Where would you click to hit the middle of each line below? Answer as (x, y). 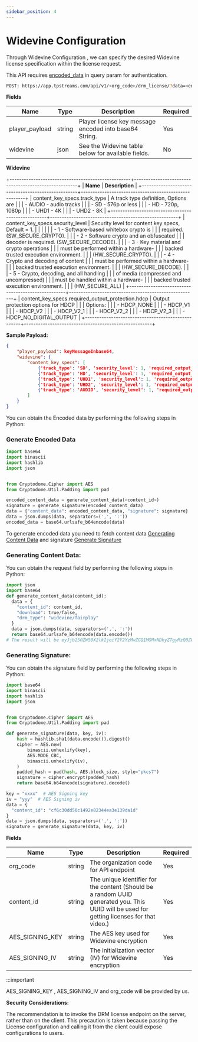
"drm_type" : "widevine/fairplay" (58, 618)
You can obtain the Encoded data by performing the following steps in (91, 418)
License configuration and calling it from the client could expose (84, 1027)
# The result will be (33, 640)
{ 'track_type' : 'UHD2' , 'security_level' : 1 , (94, 385)
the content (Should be (122, 887)
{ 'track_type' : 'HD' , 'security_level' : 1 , (92, 374)
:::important (20, 980)
